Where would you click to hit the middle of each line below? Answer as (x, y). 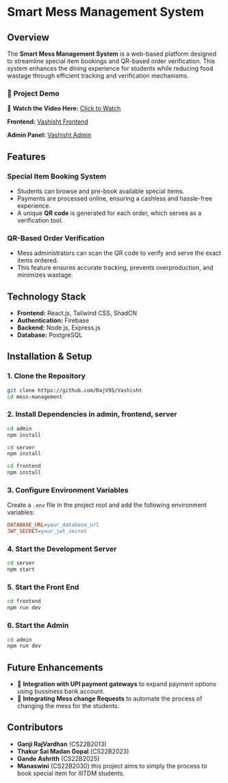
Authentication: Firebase (53, 321)
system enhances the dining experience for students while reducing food (110, 68)
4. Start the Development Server (62, 549)
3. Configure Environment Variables (68, 490)
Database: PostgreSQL (50, 335)
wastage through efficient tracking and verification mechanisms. (98, 76)
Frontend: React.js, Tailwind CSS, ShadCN (77, 313)
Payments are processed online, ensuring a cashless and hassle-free (114, 198)
